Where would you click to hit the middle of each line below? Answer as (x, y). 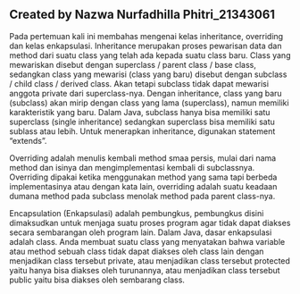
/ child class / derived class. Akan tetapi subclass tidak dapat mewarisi (139, 83)
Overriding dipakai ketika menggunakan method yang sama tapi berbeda (143, 177)
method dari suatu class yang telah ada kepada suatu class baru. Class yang (150, 55)
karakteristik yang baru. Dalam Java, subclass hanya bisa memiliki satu (140, 112)
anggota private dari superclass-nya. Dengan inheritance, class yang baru (146, 93)
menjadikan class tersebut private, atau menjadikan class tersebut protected (150, 260)
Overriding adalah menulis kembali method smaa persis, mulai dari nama (143, 158)
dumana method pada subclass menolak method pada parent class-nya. (142, 196)
